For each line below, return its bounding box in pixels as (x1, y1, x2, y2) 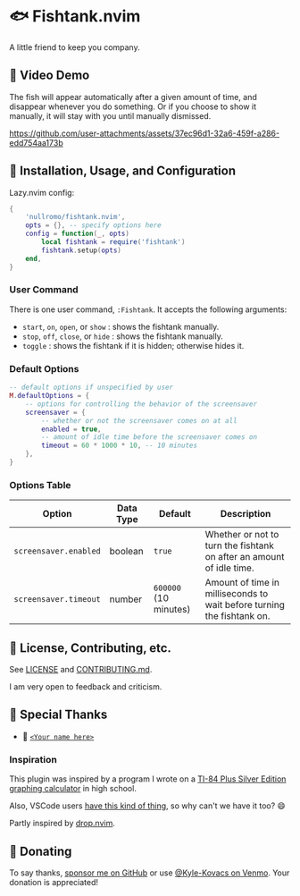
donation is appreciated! (9, 876, 99, 887)
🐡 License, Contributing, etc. (9, 640, 172, 655)
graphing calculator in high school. (9, 783, 137, 794)
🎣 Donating (9, 843, 72, 858)
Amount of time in (204, 577, 279, 589)
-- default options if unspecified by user (9, 383, 174, 393)
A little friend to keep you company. (9, 41, 140, 53)
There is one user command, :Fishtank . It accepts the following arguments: (9, 304, 287, 315)
